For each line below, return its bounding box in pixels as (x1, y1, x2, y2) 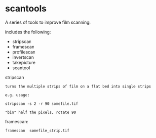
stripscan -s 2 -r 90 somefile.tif (5, 101, 78, 106)
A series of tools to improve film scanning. (5, 19, 91, 25)
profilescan (12, 49, 36, 55)
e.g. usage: (5, 92, 30, 97)
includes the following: (5, 29, 51, 35)
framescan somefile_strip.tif (5, 128, 70, 133)
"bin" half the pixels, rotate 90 (5, 110, 77, 115)
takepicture (12, 59, 36, 65)
